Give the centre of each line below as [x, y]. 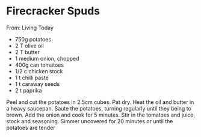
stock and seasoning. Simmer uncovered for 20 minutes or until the [90, 121]
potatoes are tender [31, 127]
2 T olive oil [29, 46]
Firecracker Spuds [53, 11]
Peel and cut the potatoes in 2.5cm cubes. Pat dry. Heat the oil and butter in [100, 102]
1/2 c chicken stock [39, 71]
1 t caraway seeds [37, 84]
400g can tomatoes [39, 65]
